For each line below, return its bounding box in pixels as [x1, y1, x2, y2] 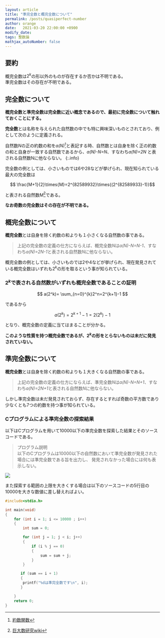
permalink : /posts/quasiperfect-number [5, 16, 87, 21]
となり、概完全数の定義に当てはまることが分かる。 [5, 322, 108, 328]
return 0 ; [14, 598, 34, 603]
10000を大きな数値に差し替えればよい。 [5, 488, 87, 494]
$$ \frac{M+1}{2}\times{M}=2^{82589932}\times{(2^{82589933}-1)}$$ [9, 181, 156, 188]
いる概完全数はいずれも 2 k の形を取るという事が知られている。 [5, 265, 130, 271]
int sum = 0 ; [23, 526, 50, 531]
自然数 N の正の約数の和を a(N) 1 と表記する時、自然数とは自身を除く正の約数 [5, 142, 157, 149]
